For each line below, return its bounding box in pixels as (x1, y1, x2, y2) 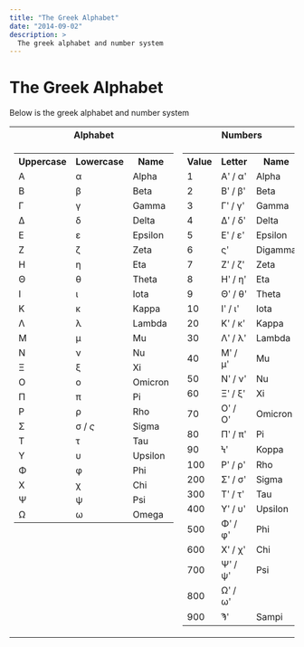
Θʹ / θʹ (221, 288, 247, 300)
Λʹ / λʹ (221, 332, 247, 345)
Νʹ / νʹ (221, 373, 247, 385)
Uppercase (18, 156, 67, 168)
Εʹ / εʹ (221, 229, 245, 242)
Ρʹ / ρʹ (221, 459, 246, 471)
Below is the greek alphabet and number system (9, 108, 190, 119)
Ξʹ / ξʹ (221, 387, 246, 400)
